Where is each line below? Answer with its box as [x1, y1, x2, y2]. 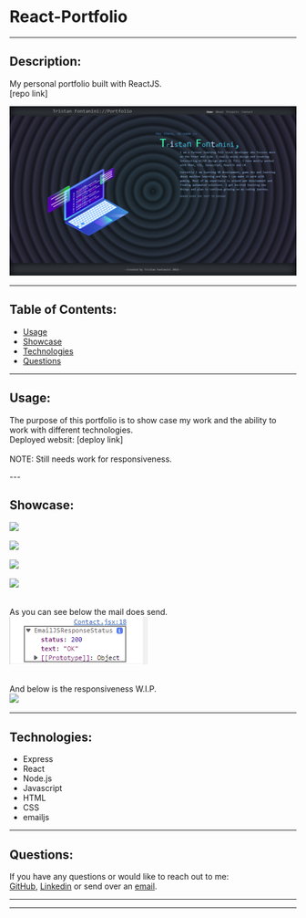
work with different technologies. [9, 424, 134, 435]
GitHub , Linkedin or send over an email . [9, 881, 158, 892]
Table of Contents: [9, 302, 117, 318]
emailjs [22, 812, 50, 823]
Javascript [22, 783, 63, 794]
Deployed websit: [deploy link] [9, 433, 124, 444]
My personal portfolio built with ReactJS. [9, 78, 162, 89]
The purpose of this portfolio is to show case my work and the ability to [9, 414, 277, 425]
